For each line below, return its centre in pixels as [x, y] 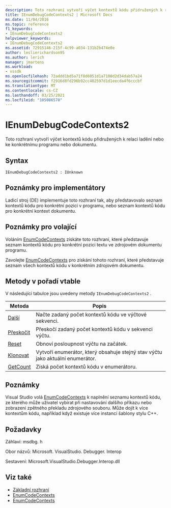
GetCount [19, 367]
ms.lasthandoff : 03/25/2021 [35, 95]
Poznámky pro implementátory [55, 188]
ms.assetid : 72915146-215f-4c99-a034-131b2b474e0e [60, 48]
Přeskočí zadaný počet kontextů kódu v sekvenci [94, 329]
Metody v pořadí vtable [43, 281]
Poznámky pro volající [41, 227]
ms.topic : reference [27, 24]
